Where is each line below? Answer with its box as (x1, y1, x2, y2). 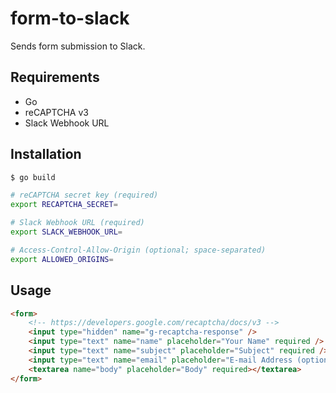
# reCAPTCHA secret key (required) (10, 190, 159, 201)
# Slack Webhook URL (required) (10, 218, 145, 228)
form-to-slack (10, 7, 130, 30)
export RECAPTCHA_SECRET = (10, 200, 118, 210)
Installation (10, 146, 82, 163)
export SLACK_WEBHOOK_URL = (10, 227, 123, 237)
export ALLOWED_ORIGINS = (10, 254, 114, 264)
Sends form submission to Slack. (10, 40, 146, 52)
